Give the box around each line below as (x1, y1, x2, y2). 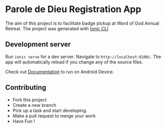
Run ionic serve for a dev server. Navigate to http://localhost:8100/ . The (5, 53, 161, 59)
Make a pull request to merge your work (12, 112, 96, 119)
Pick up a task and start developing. (12, 107, 87, 113)
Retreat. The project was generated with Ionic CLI (5, 25, 108, 31)
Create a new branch (12, 102, 57, 108)
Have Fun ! (12, 118, 35, 124)
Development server (5, 40, 71, 49)
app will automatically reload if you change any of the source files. (5, 59, 143, 65)
